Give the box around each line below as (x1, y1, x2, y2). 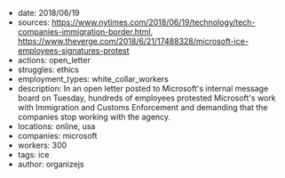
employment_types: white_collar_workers (17, 74, 169, 84)
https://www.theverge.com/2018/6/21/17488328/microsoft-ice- (17, 36, 249, 46)
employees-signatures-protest (17, 45, 131, 56)
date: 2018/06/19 (17, 8, 80, 18)
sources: (17, 17, 51, 28)
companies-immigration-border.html (17, 27, 151, 36)
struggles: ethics (17, 64, 80, 75)
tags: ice (17, 150, 50, 159)
